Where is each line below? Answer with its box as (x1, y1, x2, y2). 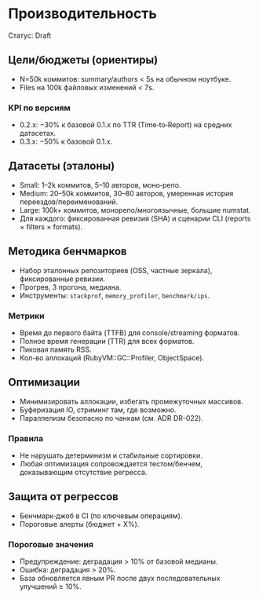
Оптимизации (8, 376, 81, 389)
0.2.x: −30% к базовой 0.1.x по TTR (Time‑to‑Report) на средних (19, 120, 232, 130)
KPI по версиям (8, 102, 71, 113)
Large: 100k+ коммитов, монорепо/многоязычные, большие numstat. (19, 205, 251, 214)
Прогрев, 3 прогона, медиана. (19, 282, 122, 291)
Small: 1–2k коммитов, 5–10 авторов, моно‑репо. (19, 180, 181, 189)
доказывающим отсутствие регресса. (19, 468, 148, 477)
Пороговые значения (8, 539, 94, 550)
